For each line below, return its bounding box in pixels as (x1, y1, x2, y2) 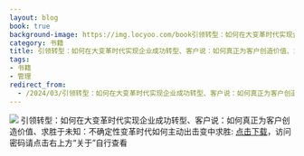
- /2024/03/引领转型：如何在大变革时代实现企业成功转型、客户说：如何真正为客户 (17, 88, 285, 97)
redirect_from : (9, 80, 67, 89)
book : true (9, 22, 51, 31)
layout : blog (9, 13, 59, 23)
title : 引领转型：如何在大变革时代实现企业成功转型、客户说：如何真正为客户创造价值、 (9, 47, 294, 56)
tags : (9, 55, 30, 64)
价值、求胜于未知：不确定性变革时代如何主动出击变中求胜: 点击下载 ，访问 (16, 125, 291, 136)
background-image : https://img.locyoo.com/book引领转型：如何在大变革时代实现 (9, 30, 293, 39)
